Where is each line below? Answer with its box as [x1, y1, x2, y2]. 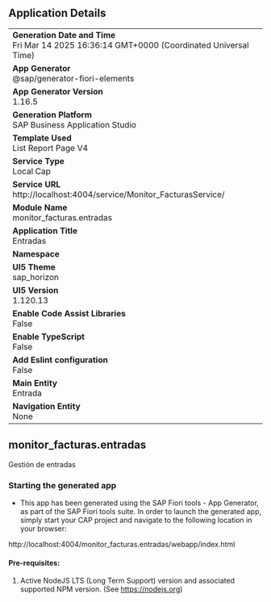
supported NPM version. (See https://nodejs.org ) [19, 584, 183, 594]
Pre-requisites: [8, 558, 60, 567]
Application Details [8, 6, 106, 20]
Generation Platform [12, 109, 93, 120]
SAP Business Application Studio [12, 119, 137, 130]
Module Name [12, 202, 68, 213]
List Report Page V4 [12, 142, 89, 153]
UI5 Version [12, 284, 59, 295]
